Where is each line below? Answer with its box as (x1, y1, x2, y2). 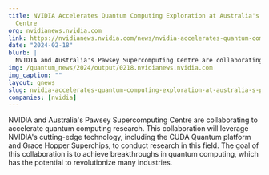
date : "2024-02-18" (8, 42, 74, 50)
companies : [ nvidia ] (8, 93, 78, 101)
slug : (8, 86, 26, 94)
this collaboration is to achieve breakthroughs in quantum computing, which (8, 149, 259, 159)
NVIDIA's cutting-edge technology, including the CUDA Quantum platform (8, 133, 251, 142)
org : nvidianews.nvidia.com (8, 26, 102, 34)
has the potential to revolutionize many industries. (8, 157, 173, 168)
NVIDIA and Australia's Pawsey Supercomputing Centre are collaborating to (8, 115, 259, 125)
